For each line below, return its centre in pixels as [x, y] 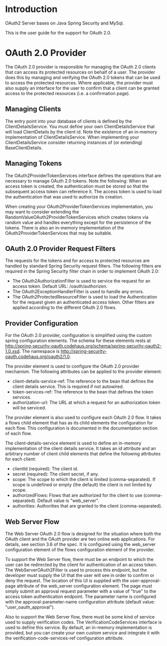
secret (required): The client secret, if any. [56, 474]
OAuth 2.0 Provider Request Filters [60, 248]
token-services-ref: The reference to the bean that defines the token [83, 392]
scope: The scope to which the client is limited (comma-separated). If [84, 479]
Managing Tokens [34, 163]
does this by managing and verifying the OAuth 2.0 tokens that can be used [83, 77]
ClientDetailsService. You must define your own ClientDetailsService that [80, 126]
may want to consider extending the [42, 211]
